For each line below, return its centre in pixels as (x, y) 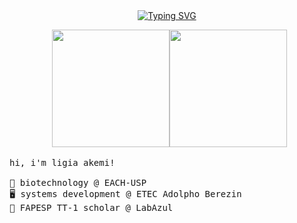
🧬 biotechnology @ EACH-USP (78, 182)
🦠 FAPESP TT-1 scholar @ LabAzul (91, 207)
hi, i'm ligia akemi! (62, 162)
